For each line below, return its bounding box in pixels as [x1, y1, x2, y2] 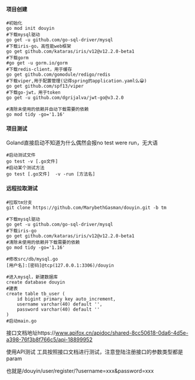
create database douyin [6, 279, 66, 285]
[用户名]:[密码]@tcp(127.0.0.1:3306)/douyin [6, 262, 114, 268]
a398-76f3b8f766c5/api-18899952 [6, 336, 93, 343]
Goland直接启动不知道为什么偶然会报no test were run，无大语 [6, 139, 158, 146]
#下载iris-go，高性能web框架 [6, 44, 72, 50]
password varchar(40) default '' [17, 306, 100, 313]
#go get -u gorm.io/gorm [6, 60, 68, 66]
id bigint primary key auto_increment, [17, 296, 116, 302]
